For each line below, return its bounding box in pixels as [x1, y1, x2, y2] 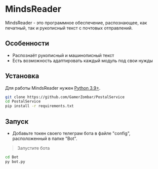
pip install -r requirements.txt [5, 103, 74, 109]
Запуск [5, 117, 29, 126]
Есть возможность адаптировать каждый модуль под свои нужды [12, 58, 153, 64]
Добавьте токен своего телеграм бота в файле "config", [12, 131, 131, 136]
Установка [5, 72, 39, 80]
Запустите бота [17, 145, 50, 151]
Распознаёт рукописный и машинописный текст [12, 52, 115, 58]
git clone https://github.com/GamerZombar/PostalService [5, 95, 125, 100]
